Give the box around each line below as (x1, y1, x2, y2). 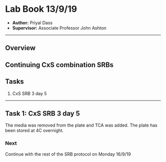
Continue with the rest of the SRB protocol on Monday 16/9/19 (5, 151, 131, 157)
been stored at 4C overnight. (5, 128, 64, 133)
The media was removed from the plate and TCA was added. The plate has (5, 122, 158, 129)
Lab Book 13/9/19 (5, 3, 78, 15)
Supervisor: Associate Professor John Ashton (12, 25, 107, 31)
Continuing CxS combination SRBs (5, 61, 114, 69)
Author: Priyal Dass (12, 20, 53, 26)
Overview (5, 44, 36, 52)
